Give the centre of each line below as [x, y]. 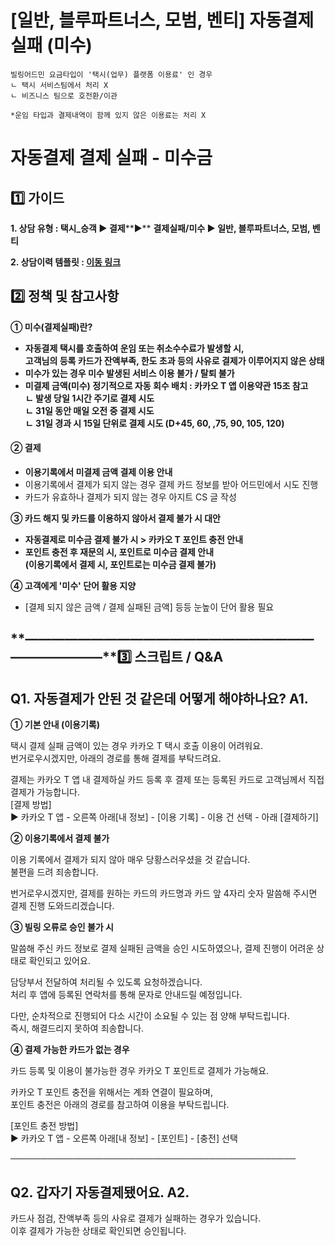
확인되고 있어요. [59, 961]
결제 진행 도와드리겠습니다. [62, 906]
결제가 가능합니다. [45, 792]
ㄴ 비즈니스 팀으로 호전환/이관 [64, 96]
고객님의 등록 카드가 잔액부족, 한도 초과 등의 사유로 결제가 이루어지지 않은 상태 [174, 360]
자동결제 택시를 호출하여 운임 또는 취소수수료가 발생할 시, [134, 348]
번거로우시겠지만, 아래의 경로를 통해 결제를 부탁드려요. [116, 758]
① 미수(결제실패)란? [51, 327]
